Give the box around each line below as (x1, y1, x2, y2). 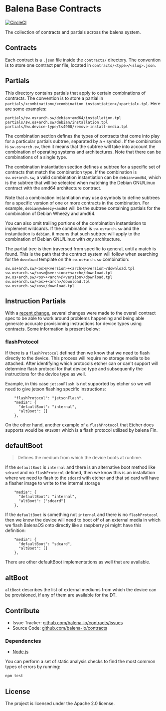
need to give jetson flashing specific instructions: (5, 386, 106, 392)
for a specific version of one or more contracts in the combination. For (5, 200, 150, 206)
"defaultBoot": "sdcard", (18, 541, 72, 546)
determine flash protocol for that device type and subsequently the (5, 365, 143, 371)
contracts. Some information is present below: (5, 326, 100, 332)
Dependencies (5, 638, 41, 645)
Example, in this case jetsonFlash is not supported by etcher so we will (5, 380, 152, 386)
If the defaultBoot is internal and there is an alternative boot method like (5, 464, 156, 470)
